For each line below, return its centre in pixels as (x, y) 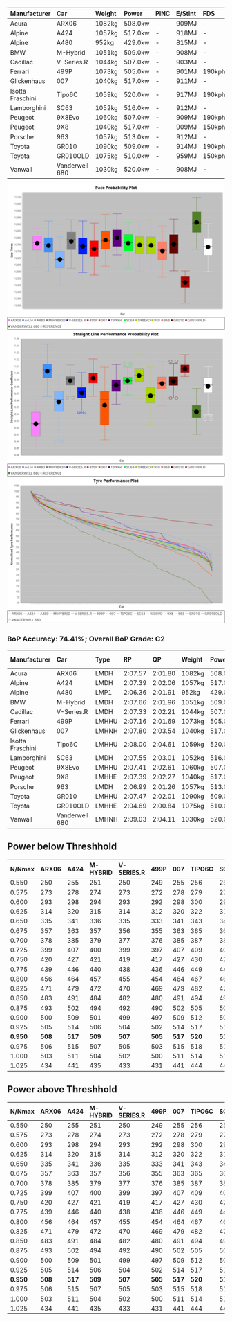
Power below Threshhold (62, 847)
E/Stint (186, 13)
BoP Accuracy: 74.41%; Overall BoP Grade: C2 (86, 639)
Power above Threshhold (62, 1089)
